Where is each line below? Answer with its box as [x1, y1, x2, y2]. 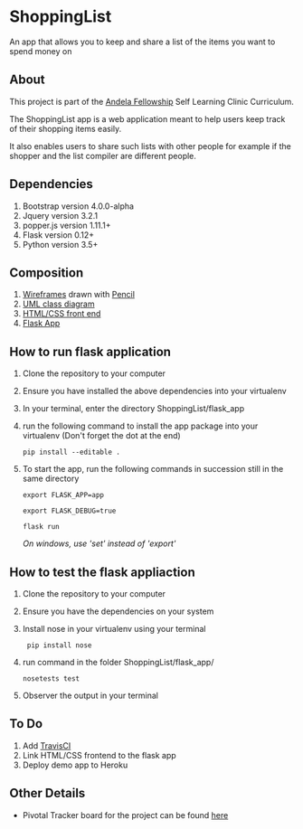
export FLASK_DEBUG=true [22, 506, 117, 516]
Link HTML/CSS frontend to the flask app [22, 749, 176, 760]
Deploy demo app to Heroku [22, 759, 128, 770]
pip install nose [26, 641, 92, 650]
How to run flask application [9, 344, 172, 359]
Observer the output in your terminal [22, 690, 159, 701]
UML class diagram [22, 298, 95, 309]
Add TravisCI [22, 740, 71, 751]
